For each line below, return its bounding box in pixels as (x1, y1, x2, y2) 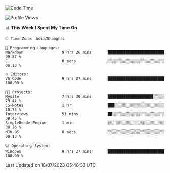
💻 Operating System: (5, 143, 51, 148)
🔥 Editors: (5, 72, 29, 77)
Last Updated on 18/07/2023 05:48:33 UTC (5, 162, 96, 168)
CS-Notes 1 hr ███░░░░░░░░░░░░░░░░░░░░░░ (5, 103, 165, 108)
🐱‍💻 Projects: (5, 90, 33, 95)
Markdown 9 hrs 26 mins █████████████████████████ (5, 50, 165, 55)
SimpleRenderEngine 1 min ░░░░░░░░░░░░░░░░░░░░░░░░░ (5, 120, 165, 125)
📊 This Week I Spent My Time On (5, 25, 77, 30)
